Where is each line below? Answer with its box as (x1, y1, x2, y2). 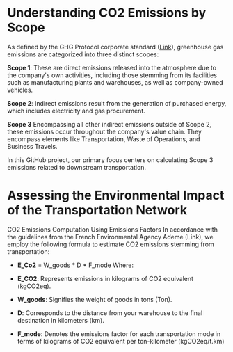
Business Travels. (7, 142, 58, 150)
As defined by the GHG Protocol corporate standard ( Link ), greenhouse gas (7, 42, 224, 51)
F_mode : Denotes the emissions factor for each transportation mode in (17, 329, 221, 338)
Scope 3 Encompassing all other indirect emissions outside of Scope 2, (7, 120, 212, 128)
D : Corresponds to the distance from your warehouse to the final (17, 308, 203, 317)
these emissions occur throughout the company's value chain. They (7, 127, 202, 136)
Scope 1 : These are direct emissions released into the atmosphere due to (7, 63, 217, 72)
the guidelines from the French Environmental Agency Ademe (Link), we (7, 232, 214, 241)
